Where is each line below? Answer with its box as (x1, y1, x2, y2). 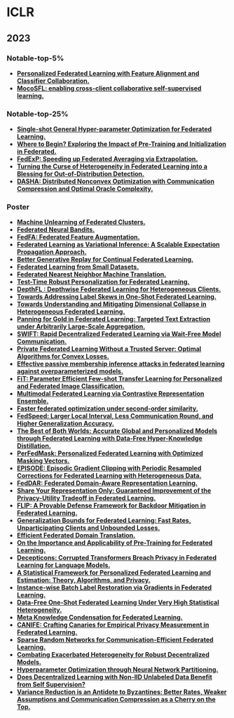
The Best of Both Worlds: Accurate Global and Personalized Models (16, 427, 218, 435)
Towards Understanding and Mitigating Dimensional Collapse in (16, 300, 207, 309)
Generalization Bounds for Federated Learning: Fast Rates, (16, 517, 192, 525)
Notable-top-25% (6, 109, 69, 119)
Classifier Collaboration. (16, 77, 90, 85)
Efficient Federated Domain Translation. (16, 531, 136, 540)
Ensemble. (16, 397, 49, 406)
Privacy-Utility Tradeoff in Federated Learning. (16, 494, 156, 503)
